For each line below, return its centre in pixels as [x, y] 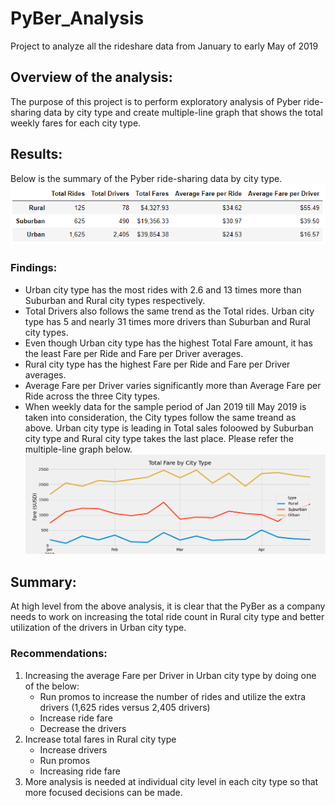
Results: [36, 154]
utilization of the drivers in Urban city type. [98, 628]
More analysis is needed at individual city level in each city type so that [171, 781]
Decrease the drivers [83, 728]
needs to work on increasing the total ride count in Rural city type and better [167, 617]
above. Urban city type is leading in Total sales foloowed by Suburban [169, 428]
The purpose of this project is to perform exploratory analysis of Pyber [156, 101]
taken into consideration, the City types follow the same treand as [160, 417]
